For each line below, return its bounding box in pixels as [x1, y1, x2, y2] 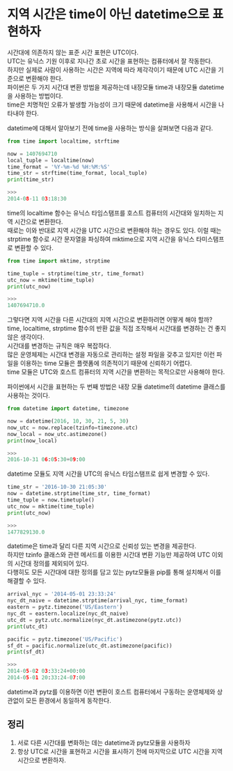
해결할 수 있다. [7, 577, 47, 585]
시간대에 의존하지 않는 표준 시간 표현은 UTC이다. [7, 48, 139, 56]
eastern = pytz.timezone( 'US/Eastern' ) [7, 604, 123, 611]
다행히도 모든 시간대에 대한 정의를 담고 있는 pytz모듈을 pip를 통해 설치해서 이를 [7, 568, 221, 577]
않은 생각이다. [7, 333, 45, 341]
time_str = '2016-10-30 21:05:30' [7, 483, 108, 491]
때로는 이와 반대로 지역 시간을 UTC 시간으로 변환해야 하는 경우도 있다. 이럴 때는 [7, 226, 222, 234]
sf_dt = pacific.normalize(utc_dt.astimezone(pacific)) [7, 642, 172, 649]
